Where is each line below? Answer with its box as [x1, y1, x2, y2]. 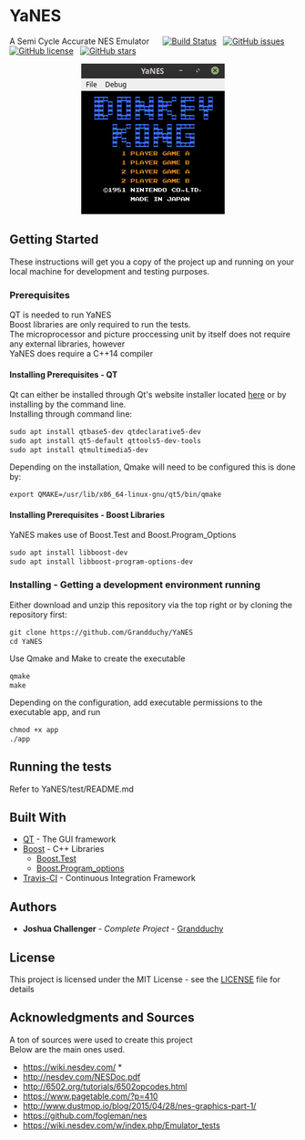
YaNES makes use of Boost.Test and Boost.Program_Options [9, 530, 237, 541]
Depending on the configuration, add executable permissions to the [9, 697, 263, 708]
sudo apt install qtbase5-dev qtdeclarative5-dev [9, 428, 202, 437]
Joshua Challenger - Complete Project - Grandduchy [22, 923, 224, 935]
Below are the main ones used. [9, 1043, 126, 1054]
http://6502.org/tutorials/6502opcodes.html [22, 1081, 188, 1092]
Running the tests [9, 759, 112, 775]
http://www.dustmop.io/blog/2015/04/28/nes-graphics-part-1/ [22, 1100, 257, 1111]
